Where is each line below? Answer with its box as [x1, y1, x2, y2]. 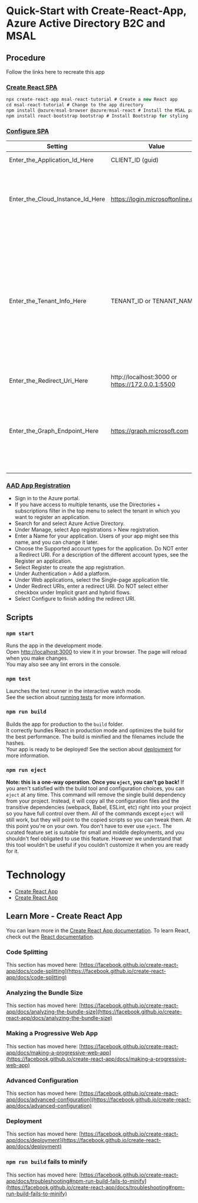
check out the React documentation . [6, 933, 94, 940]
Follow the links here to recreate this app [6, 69, 105, 75]
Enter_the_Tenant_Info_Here [9, 297, 87, 305]
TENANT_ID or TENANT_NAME [111, 297, 197, 305]
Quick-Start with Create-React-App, [6, 4, 187, 18]
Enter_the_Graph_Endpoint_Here [9, 427, 99, 435]
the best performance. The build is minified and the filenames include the [6, 733, 184, 740]
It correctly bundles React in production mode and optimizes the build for [6, 726, 184, 733]
